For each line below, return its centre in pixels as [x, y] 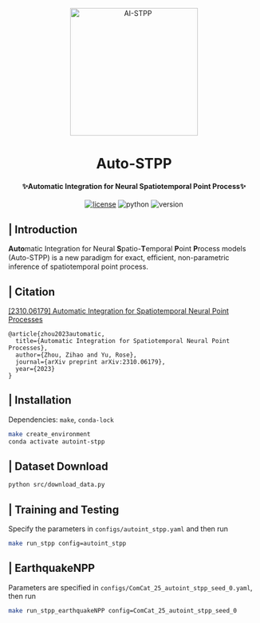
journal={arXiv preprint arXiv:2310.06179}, [91, 362]
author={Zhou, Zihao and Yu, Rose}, [76, 355]
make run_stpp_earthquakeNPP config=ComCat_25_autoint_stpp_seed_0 [123, 610]
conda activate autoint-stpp [57, 442]
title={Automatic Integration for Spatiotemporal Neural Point [122, 341]
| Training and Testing [64, 509]
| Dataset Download [58, 466]
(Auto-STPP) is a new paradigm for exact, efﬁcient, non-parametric [119, 258]
